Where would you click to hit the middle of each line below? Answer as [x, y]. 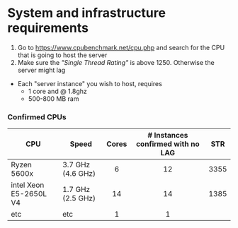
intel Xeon [28, 185]
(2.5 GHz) [79, 198]
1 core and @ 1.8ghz [57, 91]
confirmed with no [168, 144]
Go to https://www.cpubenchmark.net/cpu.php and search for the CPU [121, 47]
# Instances [168, 136]
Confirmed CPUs [37, 116]
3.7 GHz [76, 165]
